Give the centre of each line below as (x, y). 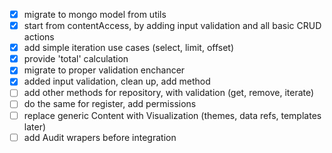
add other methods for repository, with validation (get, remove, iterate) (169, 93)
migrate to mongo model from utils (95, 14)
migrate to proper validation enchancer (104, 70)
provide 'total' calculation (76, 59)
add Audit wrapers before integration (100, 137)
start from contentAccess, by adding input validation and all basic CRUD (172, 26)
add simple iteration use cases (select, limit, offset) (129, 48)
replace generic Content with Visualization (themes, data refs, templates (172, 115)
